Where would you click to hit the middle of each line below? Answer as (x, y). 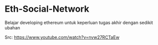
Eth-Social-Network (47, 9)
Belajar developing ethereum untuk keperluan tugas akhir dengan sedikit (79, 22)
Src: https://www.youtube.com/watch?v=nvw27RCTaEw (62, 37)
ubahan (12, 27)
